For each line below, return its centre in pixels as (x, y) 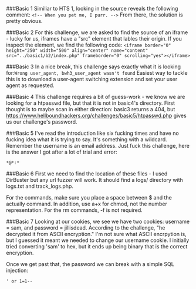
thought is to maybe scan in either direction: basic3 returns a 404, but (91, 109)
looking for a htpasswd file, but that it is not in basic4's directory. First (90, 103)
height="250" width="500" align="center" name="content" (77, 51)
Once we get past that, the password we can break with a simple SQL (90, 264)
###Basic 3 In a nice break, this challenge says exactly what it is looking (93, 67)
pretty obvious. (24, 21)
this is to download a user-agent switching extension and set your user (92, 79)
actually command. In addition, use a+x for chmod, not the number (87, 204)
